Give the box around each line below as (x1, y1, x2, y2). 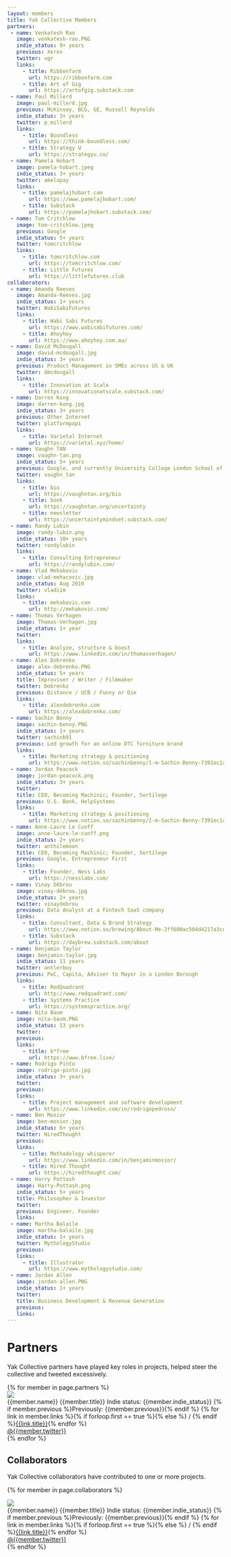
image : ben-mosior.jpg (16, 1118, 81, 1125)
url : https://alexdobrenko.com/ (28, 708, 122, 715)
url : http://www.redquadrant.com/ (28, 990, 128, 997)
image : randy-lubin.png (16, 528, 85, 536)
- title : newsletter (22, 510, 81, 517)
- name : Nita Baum (10, 1009, 63, 1016)
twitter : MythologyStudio (16, 1239, 91, 1247)
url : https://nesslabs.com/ (28, 875, 109, 882)
